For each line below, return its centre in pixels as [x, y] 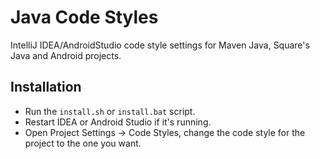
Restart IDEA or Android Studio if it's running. [118, 122]
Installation [46, 87]
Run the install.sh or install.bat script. [110, 111]
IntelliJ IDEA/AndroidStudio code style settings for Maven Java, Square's [160, 45]
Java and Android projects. [66, 55]
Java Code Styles [84, 17]
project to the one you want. [83, 143]
